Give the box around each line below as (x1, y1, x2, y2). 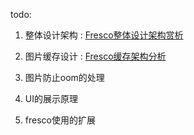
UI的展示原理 (24, 93, 78, 104)
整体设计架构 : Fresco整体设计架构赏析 (24, 29, 184, 41)
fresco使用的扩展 (24, 114, 96, 126)
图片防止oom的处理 (24, 72, 105, 83)
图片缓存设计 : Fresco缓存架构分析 (24, 50, 167, 62)
